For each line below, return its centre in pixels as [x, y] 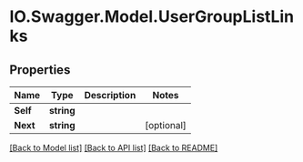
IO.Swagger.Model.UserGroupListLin [151, 17]
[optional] [165, 125]
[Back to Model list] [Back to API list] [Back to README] [114, 148]
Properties [40, 70]
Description [110, 95]
